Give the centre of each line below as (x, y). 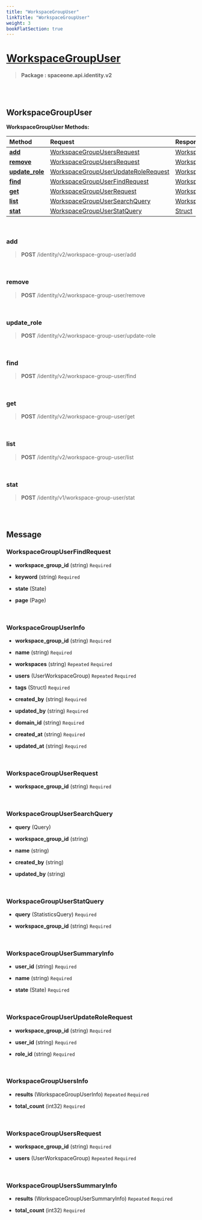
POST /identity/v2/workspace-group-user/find (78, 376)
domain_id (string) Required (50, 723)
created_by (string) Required (51, 699)
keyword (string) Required (47, 577)
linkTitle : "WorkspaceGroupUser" (48, 18)
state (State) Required (42, 990)
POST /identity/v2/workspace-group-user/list (77, 457)
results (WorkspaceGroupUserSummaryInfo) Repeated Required (94, 1199)
